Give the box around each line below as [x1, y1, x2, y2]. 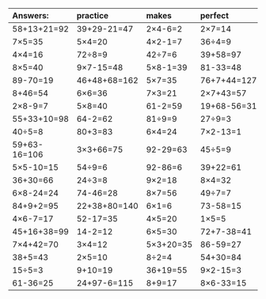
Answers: [12, 10, 49, 21]
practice [76, 10, 109, 21]
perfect [200, 10, 230, 21]
